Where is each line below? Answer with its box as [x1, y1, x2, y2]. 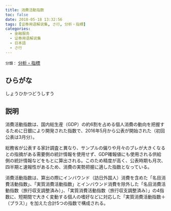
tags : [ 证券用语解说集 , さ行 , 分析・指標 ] [5, 21, 86, 27]
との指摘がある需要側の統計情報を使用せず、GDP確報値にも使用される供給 [5, 151, 162, 158]
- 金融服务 [10, 31, 30, 36]
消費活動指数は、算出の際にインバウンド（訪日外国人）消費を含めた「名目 [5, 175, 161, 181]
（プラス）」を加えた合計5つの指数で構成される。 [5, 200, 108, 206]
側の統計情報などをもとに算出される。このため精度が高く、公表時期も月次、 [5, 158, 166, 164]
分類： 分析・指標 [5, 59, 41, 66]
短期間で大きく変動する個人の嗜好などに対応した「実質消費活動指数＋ [18, 194, 166, 200]
